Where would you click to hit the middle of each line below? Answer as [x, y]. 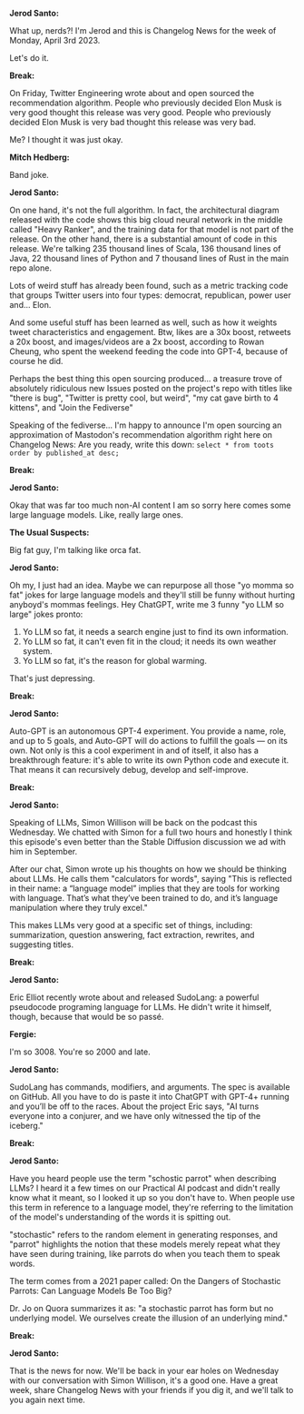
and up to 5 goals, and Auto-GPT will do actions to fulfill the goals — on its [149, 741]
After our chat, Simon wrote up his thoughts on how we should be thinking [148, 869]
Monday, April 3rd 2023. [55, 40]
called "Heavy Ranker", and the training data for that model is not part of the [152, 229]
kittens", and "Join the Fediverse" [71, 407]
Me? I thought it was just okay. [66, 139]
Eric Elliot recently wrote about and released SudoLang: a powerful [134, 997]
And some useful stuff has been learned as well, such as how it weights [143, 322]
